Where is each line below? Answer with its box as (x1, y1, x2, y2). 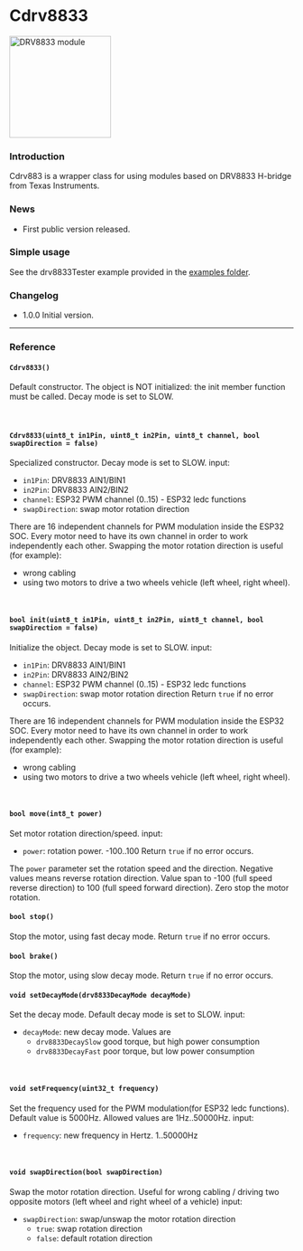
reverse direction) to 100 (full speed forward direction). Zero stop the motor (9, 882, 289, 893)
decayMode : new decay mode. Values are (22, 1027, 171, 1038)
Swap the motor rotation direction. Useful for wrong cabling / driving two (9, 1186, 280, 1197)
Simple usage (9, 246, 70, 259)
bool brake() (9, 952, 59, 961)
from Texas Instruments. (9, 180, 100, 191)
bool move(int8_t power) (9, 810, 103, 819)
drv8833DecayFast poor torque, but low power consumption (35, 1046, 255, 1057)
